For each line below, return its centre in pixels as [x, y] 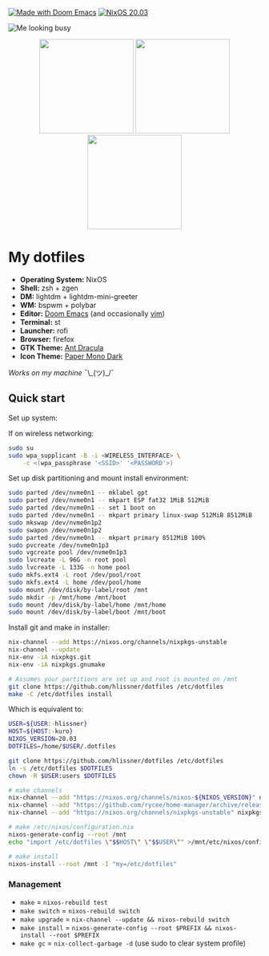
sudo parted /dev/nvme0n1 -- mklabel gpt [78, 493]
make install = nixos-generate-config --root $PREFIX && [116, 927]
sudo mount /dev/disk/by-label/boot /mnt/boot [87, 612]
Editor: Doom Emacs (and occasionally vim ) [92, 314]
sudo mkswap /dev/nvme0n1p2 [55, 523]
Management [35, 885]
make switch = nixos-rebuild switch [80, 910]
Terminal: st [40, 322]
